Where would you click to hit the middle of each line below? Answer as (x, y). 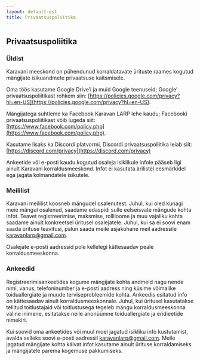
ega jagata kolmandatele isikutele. (48, 175)
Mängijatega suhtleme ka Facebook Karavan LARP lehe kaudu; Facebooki (97, 114)
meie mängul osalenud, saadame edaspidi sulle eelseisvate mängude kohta (99, 210)
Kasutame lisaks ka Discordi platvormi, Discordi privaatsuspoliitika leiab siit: (99, 145)
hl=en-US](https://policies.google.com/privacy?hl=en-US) (78, 102)
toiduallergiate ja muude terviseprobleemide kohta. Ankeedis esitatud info (97, 294)
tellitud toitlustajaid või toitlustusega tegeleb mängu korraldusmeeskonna (96, 307)
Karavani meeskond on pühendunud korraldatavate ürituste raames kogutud (100, 72)
